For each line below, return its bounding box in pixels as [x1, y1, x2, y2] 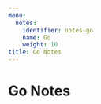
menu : [8, 11, 26, 20]
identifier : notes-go [22, 26, 93, 34]
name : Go [22, 33, 51, 42]
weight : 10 [22, 41, 58, 49]
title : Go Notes [8, 48, 62, 56]
